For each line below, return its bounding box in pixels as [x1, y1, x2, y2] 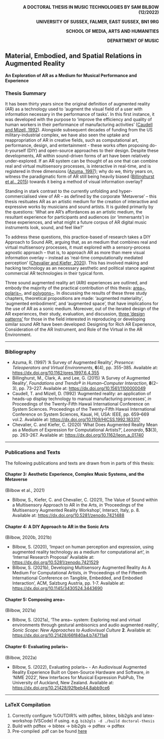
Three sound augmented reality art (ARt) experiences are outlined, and [5, 280, 147, 286]
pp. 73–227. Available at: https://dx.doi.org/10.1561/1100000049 [19, 385, 146, 391]
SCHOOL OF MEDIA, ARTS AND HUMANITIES [65, 28, 159, 34]
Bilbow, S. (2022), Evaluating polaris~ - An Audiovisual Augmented [12, 664, 147, 670]
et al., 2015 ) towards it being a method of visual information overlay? [5, 179, 143, 185]
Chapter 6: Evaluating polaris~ [5, 643, 69, 649]
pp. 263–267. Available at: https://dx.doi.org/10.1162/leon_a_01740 [12, 432, 144, 438]
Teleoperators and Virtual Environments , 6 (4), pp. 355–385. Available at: [12, 365, 158, 371]
